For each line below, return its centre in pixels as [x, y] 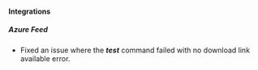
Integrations [30, 11]
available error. [45, 58]
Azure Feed [28, 30]
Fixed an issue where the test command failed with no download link [135, 50]
